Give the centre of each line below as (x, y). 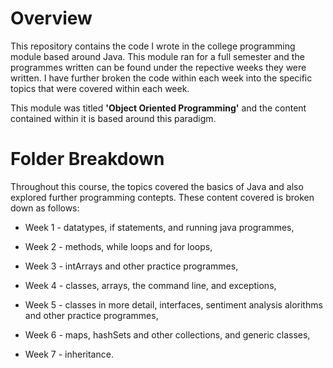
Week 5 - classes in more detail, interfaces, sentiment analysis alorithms (173, 304)
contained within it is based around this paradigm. (113, 118)
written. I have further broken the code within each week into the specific (161, 78)
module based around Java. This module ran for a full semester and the (157, 56)
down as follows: (45, 208)
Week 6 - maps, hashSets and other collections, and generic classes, (167, 334)
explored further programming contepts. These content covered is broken (162, 197)
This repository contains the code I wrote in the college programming (153, 46)
